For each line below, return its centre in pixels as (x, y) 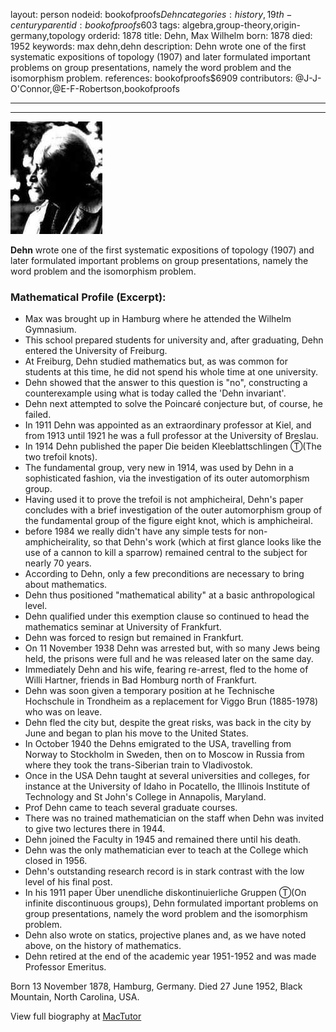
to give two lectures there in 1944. (95, 829)
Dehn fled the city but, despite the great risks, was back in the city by (168, 723)
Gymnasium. (50, 330)
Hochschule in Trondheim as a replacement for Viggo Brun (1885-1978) (171, 701)
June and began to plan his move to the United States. (136, 733)
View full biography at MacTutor (76, 1016)
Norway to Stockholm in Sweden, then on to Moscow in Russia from (164, 755)
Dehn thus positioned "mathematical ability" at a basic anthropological (169, 595)
